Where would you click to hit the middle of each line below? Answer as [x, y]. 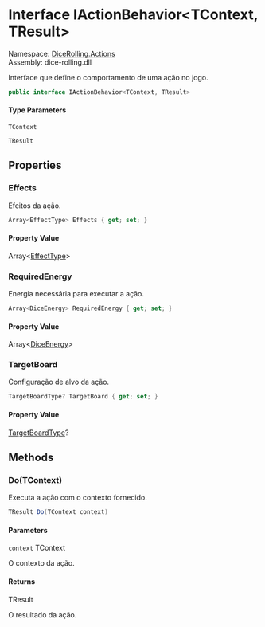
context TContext [37, 548]
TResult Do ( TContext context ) [58, 512]
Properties [35, 165]
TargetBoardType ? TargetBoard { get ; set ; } [83, 397]
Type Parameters [37, 110]
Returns [22, 581]
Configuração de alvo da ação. [59, 382]
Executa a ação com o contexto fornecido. [78, 498]
